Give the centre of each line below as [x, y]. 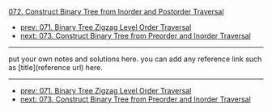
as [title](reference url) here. [56, 67]
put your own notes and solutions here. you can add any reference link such [135, 59]
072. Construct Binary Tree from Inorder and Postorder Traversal [116, 12]
